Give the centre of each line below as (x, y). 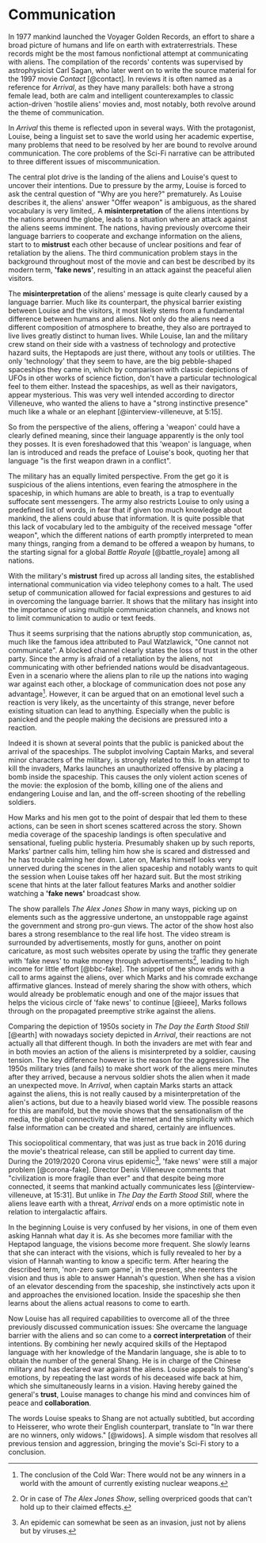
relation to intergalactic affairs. (58, 1211)
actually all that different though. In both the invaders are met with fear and (130, 1043)
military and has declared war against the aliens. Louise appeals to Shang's (131, 1369)
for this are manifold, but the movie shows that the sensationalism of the (126, 1111)
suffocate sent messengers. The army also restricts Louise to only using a (129, 501)
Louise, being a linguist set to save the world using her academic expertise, (131, 136)
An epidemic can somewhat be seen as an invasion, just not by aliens (133, 1522)
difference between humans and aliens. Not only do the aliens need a (122, 318)
